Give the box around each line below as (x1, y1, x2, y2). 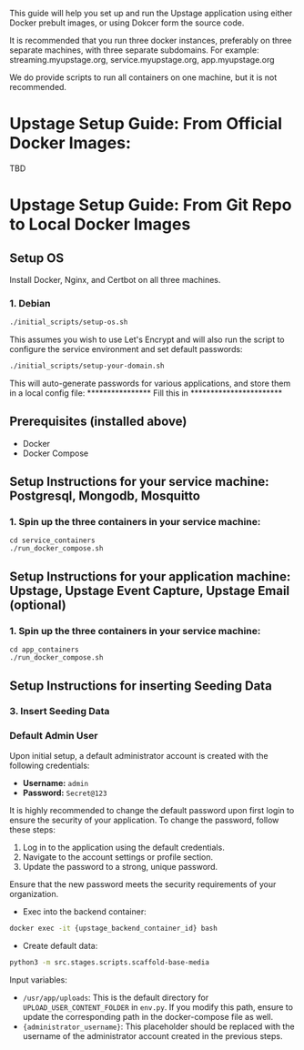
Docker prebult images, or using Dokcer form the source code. (9, 17, 245, 28)
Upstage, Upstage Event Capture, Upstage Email (9, 582, 290, 599)
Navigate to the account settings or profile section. (22, 851, 214, 863)
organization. (9, 888, 59, 899)
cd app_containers (9, 645, 79, 654)
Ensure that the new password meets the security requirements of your (9, 878, 277, 890)
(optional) (9, 597, 66, 612)
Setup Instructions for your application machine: (9, 569, 291, 584)
